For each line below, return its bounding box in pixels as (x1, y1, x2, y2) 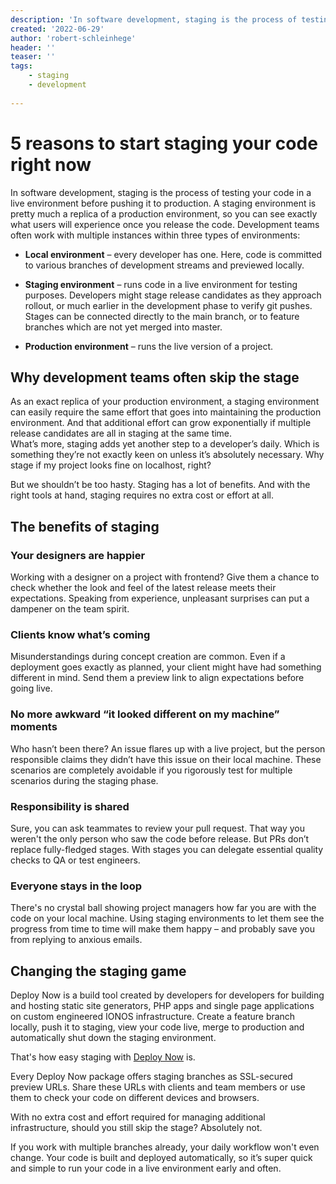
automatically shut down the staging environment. (10, 1032, 217, 1044)
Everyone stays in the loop (10, 879, 142, 893)
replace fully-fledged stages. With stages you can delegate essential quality (10, 843, 324, 855)
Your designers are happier (10, 548, 146, 562)
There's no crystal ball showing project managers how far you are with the (10, 902, 317, 914)
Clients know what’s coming (10, 627, 151, 641)
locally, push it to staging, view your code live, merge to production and (10, 1021, 305, 1033)
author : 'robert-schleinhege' (10, 33, 137, 43)
